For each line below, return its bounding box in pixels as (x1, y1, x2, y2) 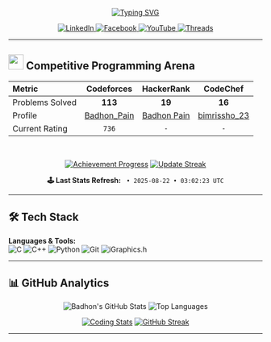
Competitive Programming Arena (25, 59, 195, 73)
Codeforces (85, 83, 133, 94)
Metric (12, 83, 39, 94)
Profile (12, 110, 38, 121)
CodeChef (203, 83, 244, 94)
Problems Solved (12, 97, 77, 108)
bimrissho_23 (197, 110, 250, 121)
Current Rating (12, 123, 69, 134)
